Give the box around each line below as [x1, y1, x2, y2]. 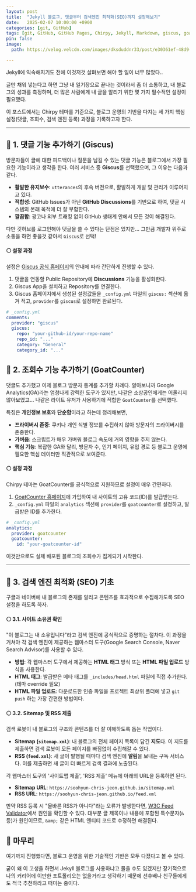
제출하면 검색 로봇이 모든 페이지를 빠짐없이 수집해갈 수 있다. [14, 745, 150, 753]
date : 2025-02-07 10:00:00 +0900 [6, 19, 93, 25]
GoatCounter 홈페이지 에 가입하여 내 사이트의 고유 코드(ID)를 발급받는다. [14, 493, 179, 500]
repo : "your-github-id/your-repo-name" [16, 331, 114, 337]
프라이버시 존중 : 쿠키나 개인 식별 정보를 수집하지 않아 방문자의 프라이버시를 [14, 421, 184, 428]
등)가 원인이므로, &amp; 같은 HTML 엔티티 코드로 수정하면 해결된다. [6, 817, 159, 824]
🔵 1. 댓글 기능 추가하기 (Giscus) [6, 140, 114, 150]
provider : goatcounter [11, 531, 66, 536]
